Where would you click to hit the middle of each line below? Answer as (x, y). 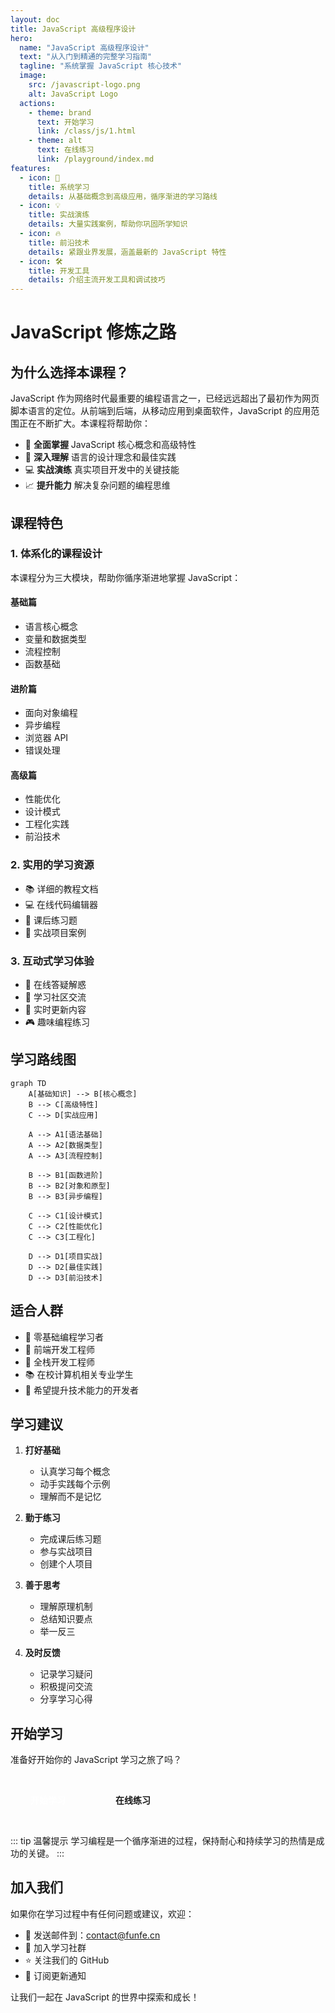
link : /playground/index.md (95, 159)
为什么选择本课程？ (69, 372)
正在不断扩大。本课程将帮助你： (84, 423)
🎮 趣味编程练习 (57, 1022)
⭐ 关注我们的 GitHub (67, 1960)
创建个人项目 (66, 1564)
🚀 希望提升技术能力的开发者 (81, 1390)
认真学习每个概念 (75, 1472)
